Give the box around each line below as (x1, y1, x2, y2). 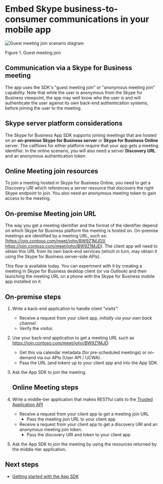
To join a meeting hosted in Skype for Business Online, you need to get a (5, 180, 151, 186)
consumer (5, 14, 47, 25)
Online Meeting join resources (5, 167, 98, 175)
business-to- (64, 3, 118, 15)
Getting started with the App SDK (12, 473, 79, 479)
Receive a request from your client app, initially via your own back (19, 315, 152, 321)
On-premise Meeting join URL (5, 210, 96, 218)
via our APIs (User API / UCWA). (37, 355, 101, 360)
